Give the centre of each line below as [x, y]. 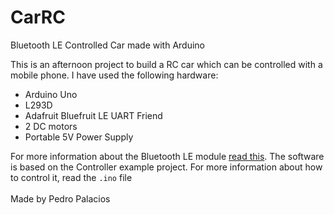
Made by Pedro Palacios [60, 198]
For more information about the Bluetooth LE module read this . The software [167, 156]
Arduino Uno [51, 94]
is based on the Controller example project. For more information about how [166, 167]
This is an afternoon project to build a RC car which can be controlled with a [166, 64]
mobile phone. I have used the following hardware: [114, 75]
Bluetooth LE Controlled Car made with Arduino [107, 45]
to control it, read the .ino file [71, 177]
